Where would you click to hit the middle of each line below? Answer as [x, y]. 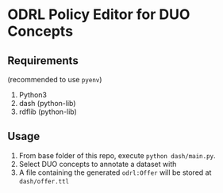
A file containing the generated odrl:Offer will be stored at [115, 172]
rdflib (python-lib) [48, 112]
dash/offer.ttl [44, 181]
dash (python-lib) [47, 103]
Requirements [43, 61]
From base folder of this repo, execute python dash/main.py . [117, 155]
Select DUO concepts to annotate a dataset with [98, 164]
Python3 [33, 95]
